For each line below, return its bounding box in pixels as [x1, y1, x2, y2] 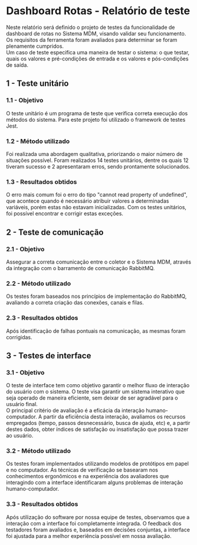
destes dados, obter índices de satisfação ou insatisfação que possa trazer [6, 426, 189, 433]
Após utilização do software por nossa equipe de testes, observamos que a [6, 513, 190, 521]
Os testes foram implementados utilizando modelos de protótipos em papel [6, 460, 189, 468]
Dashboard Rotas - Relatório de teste [6, 4, 191, 18]
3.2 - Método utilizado [6, 447, 71, 455]
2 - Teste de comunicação [6, 227, 104, 237]
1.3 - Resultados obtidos [6, 177, 77, 186]
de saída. [6, 61, 28, 69]
